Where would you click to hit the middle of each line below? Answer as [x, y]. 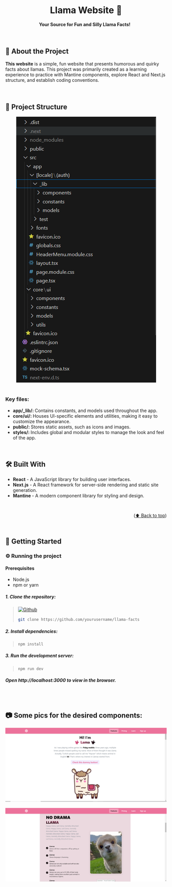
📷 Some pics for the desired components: [74, 716]
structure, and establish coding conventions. [52, 80]
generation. [25, 490]
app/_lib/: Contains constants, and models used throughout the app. [85, 410]
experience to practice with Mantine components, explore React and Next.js [85, 74]
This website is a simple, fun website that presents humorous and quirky [82, 63]
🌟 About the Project [37, 51]
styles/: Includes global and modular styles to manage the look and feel [89, 432]
